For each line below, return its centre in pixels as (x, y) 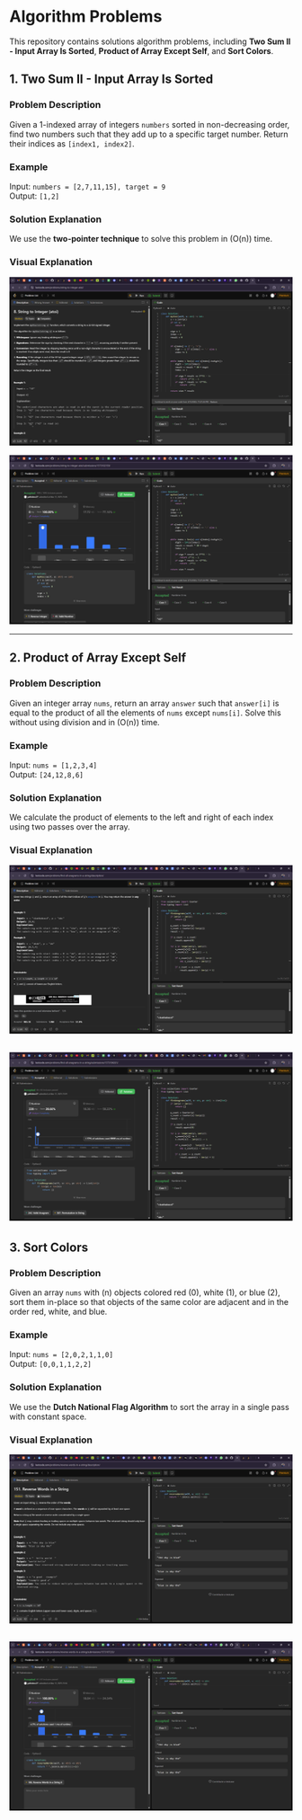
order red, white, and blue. (58, 1312)
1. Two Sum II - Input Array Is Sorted (111, 80)
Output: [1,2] (35, 196)
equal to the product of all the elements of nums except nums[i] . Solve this (145, 713)
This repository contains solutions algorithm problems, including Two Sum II (150, 41)
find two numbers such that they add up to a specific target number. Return (149, 134)
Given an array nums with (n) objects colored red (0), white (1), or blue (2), (145, 1292)
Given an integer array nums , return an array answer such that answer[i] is (144, 703)
